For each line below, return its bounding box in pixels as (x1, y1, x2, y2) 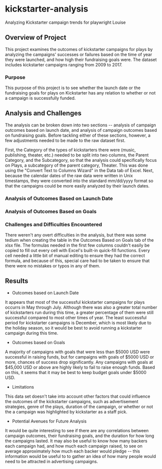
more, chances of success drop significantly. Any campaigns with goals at (5, 359, 153, 365)
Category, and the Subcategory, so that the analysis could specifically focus (5, 157, 157, 163)
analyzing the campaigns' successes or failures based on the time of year (5, 51, 152, 57)
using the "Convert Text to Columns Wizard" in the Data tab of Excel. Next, (5, 167, 154, 173)
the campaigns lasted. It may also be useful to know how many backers (5, 438, 147, 444)
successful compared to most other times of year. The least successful (5, 314, 147, 320)
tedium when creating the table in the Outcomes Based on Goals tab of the (5, 237, 154, 243)
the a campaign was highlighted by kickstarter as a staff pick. (5, 408, 128, 415)
